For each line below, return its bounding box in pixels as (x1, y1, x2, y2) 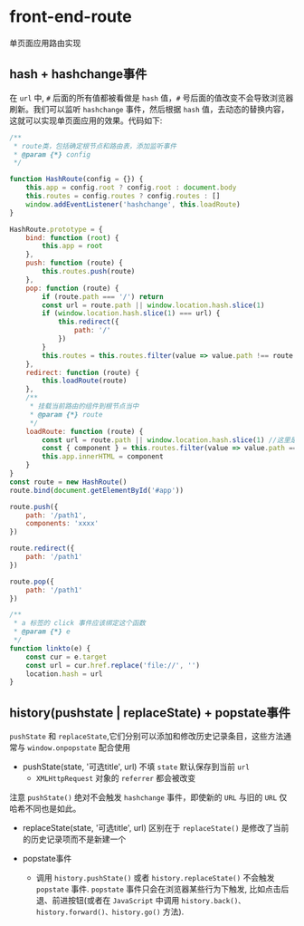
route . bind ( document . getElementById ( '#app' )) (9, 486, 184, 495)
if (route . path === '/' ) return (42, 292, 165, 301)
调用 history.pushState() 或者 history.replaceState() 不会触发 (35, 873, 275, 883)
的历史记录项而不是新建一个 (22, 834, 127, 844)
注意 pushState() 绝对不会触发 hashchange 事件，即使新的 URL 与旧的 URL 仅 (9, 792, 288, 803)
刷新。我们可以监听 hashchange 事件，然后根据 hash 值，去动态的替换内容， (9, 103, 290, 114)
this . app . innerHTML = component (42, 452, 165, 461)
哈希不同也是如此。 (9, 804, 81, 815)
